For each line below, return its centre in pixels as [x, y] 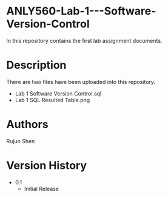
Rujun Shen [21, 141]
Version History [46, 166]
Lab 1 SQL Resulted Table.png [52, 100]
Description [36, 65]
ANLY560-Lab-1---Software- [81, 11]
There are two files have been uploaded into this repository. [81, 82]
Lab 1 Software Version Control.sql [58, 93]
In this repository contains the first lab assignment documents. [84, 40]
